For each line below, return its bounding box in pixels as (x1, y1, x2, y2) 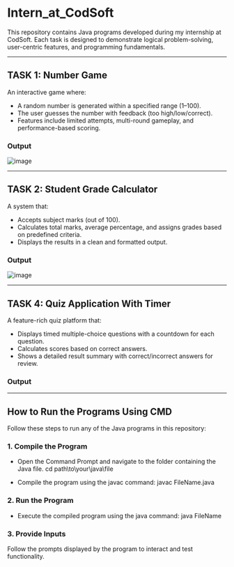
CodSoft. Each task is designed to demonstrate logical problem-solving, (7, 35, 214, 43)
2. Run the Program (7, 496, 75, 506)
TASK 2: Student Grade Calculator (7, 183, 158, 196)
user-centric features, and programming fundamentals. (7, 42, 166, 51)
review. (17, 359, 38, 367)
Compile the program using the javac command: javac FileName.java (17, 479, 214, 487)
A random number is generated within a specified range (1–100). (17, 101, 202, 109)
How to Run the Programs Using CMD (7, 405, 173, 417)
